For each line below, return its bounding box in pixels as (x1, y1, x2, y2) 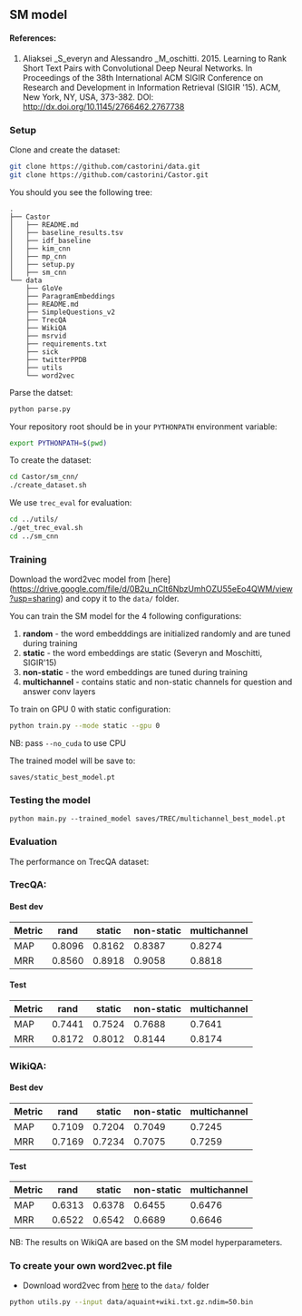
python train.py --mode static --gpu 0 (9, 722, 161, 731)
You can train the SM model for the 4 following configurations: (9, 611, 242, 622)
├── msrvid (25, 331, 67, 340)
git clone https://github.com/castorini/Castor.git (9, 170, 209, 180)
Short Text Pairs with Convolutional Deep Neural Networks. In (22, 63, 253, 74)
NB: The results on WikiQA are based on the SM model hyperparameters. (9, 1237, 283, 1248)
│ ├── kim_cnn (9, 244, 71, 253)
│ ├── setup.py (9, 260, 75, 269)
